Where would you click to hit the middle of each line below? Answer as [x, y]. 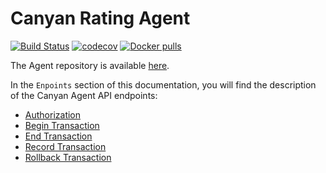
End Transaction [58, 136]
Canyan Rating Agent [100, 18]
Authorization [53, 114]
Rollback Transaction [68, 157]
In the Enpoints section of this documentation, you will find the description [163, 84]
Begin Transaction [62, 125]
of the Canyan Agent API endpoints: [84, 95]
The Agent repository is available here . [90, 65]
